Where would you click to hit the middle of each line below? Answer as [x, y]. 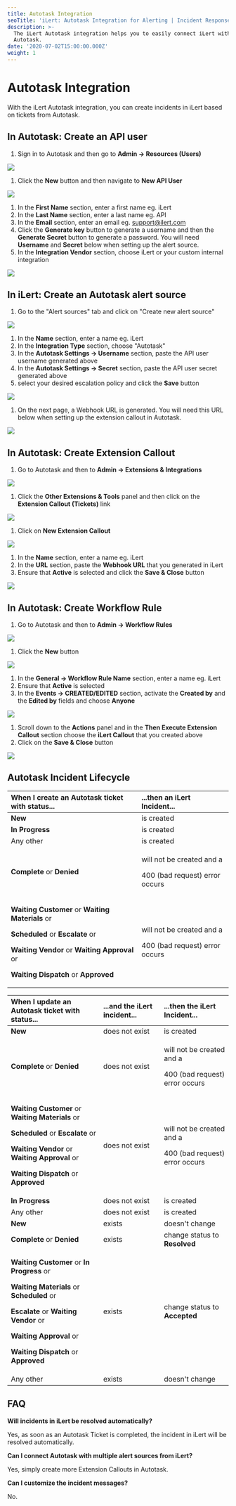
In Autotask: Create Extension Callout [91, 453]
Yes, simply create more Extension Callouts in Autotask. [88, 1469]
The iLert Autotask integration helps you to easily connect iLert [114, 33]
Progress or [31, 1271]
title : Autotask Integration [50, 14]
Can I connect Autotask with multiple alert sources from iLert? [100, 1455]
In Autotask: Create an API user [77, 137]
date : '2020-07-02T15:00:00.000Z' [58, 46]
